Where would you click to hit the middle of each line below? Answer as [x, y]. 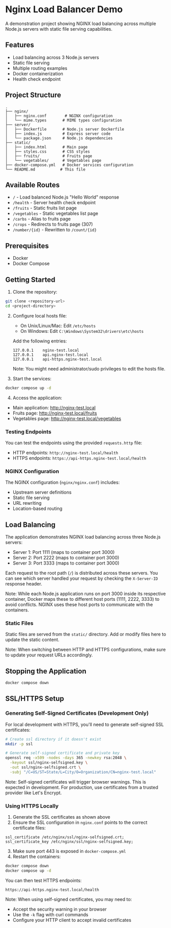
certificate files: [29, 828]
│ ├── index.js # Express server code [58, 134]
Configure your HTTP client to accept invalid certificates [72, 920]
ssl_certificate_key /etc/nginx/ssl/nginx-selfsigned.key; [69, 842]
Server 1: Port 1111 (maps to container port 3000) [64, 552]
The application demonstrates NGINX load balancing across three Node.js [83, 537]
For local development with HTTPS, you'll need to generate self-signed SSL [85, 724]
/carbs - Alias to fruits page [42, 219]
